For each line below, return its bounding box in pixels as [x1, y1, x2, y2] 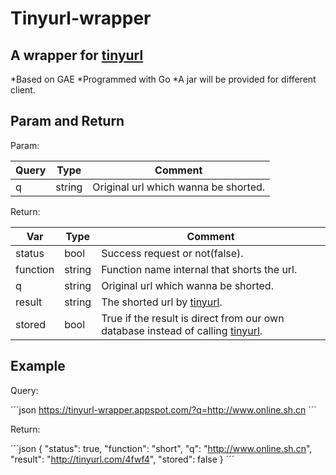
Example [10, 358, 66, 375]
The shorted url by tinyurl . [101, 295, 223, 309]
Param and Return [10, 113, 125, 130]
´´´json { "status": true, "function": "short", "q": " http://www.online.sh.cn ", [10, 442, 313, 454]
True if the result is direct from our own [101, 311, 285, 325]
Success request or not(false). [101, 246, 244, 260]
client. [10, 84, 36, 96]
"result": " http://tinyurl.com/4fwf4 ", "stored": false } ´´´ [10, 453, 235, 465]
